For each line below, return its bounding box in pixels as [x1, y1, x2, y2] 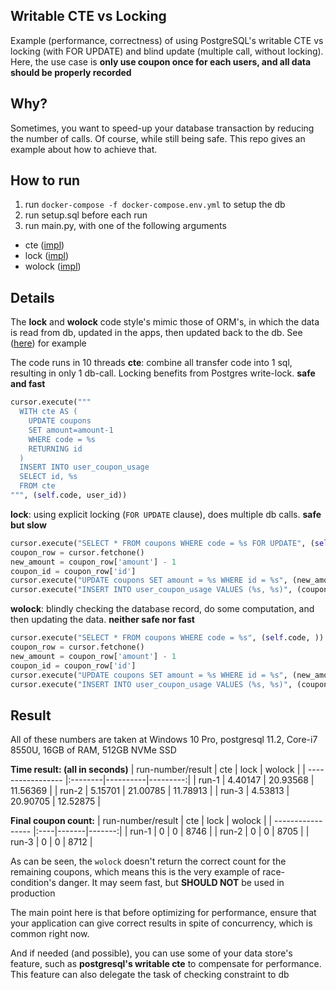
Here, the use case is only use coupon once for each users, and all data [10, 55, 312, 68]
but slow [10, 519, 47, 531]
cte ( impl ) [24, 239, 65, 251]
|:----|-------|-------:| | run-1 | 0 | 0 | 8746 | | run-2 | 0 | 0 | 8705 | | [33, 825, 310, 838]
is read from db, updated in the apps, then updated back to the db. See [10, 327, 303, 339]
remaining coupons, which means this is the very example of [10, 866, 261, 878]
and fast [10, 378, 46, 390]
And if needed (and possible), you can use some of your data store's [10, 947, 293, 959]
